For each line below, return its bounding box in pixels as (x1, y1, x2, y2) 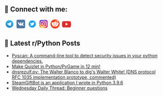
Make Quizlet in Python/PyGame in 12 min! (11, 63, 101, 69)
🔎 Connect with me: (4, 5, 68, 14)
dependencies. (11, 58, 43, 64)
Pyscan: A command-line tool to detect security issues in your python (11, 52, 158, 58)
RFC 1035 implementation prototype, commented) (11, 74, 117, 80)
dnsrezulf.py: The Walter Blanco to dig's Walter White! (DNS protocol (11, 69, 156, 75)
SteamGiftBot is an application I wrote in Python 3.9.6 (11, 79, 123, 85)
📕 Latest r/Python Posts (4, 39, 81, 48)
